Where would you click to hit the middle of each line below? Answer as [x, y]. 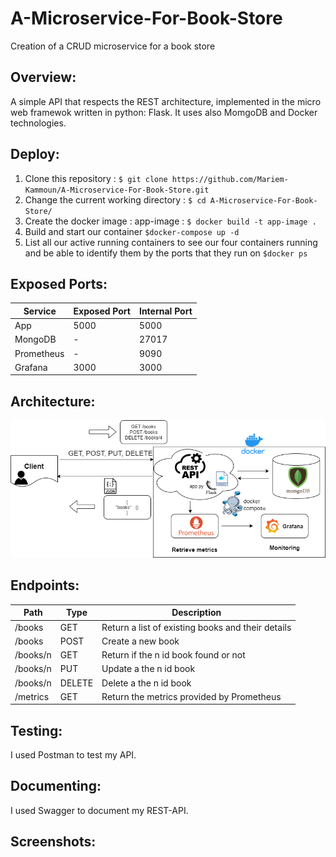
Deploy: [35, 154]
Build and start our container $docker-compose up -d [132, 231]
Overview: [43, 77]
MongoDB [35, 339]
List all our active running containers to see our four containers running [171, 242]
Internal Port [165, 311]
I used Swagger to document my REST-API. [99, 810]
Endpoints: [45, 585]
